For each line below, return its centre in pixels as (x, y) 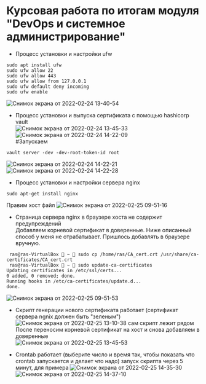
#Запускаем (31, 141)
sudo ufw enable (27, 92)
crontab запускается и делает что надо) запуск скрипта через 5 (99, 361)
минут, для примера (42, 367)
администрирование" (66, 37)
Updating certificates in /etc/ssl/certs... (64, 270)
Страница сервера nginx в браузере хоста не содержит (89, 217)
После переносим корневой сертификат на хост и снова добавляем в (107, 329)
